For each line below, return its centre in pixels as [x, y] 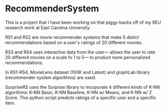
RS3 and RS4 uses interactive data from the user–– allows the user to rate [80, 52]
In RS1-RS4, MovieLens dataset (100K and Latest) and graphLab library [78, 72]
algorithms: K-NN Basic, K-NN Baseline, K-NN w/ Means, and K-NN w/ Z [79, 92]
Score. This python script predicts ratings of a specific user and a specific [81, 98]
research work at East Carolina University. [48, 27]
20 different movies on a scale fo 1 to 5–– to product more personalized [78, 57]
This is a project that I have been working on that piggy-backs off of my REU [83, 22]
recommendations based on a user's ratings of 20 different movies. [74, 42]
